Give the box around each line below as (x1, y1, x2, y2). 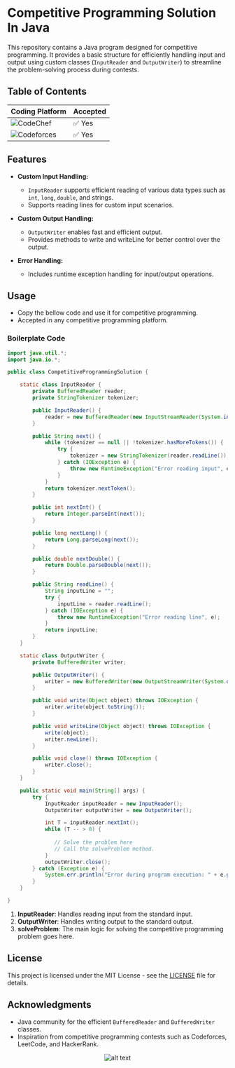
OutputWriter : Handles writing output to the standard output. (17, 917, 194, 926)
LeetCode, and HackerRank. (17, 1039, 99, 1048)
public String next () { (32, 432, 101, 439)
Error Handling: (17, 256, 64, 264)
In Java (7, 20, 50, 36)
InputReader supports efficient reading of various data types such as (27, 186, 226, 194)
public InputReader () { (32, 406, 101, 414)
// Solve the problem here (54, 839, 133, 846)
